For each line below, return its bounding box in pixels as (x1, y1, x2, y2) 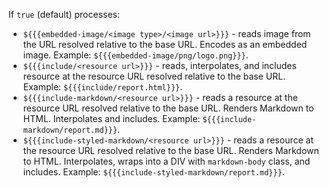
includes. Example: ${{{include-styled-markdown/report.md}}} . (22, 166, 285, 178)
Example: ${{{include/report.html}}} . (22, 81, 183, 93)
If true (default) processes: (8, 9, 121, 20)
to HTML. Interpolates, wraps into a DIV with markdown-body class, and (22, 155, 311, 167)
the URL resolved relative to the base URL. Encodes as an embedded (22, 39, 308, 50)
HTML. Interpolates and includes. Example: (22, 113, 201, 124)
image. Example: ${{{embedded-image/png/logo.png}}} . (22, 49, 249, 61)
